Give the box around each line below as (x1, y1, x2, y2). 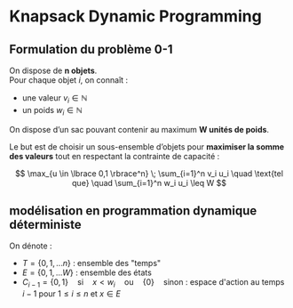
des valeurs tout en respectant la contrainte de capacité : (9, 150, 220, 161)
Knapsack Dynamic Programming (9, 6, 262, 27)
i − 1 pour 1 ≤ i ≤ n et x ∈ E (21, 288, 122, 299)
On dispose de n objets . (9, 65, 98, 76)
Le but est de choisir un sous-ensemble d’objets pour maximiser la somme (9, 141, 285, 152)
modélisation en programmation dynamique (9, 203, 257, 218)
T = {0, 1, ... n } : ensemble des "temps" (21, 258, 162, 269)
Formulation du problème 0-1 (9, 42, 173, 57)
